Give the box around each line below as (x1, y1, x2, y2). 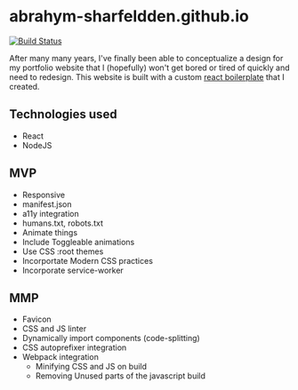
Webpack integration (21, 352, 100, 362)
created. (9, 81, 40, 92)
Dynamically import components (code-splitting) (21, 333, 200, 344)
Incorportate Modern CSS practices (21, 255, 154, 266)
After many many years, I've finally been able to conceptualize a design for (9, 52, 284, 63)
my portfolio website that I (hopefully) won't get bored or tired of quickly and (9, 62, 290, 73)
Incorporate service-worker (21, 265, 125, 275)
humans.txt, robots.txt (21, 218, 104, 228)
